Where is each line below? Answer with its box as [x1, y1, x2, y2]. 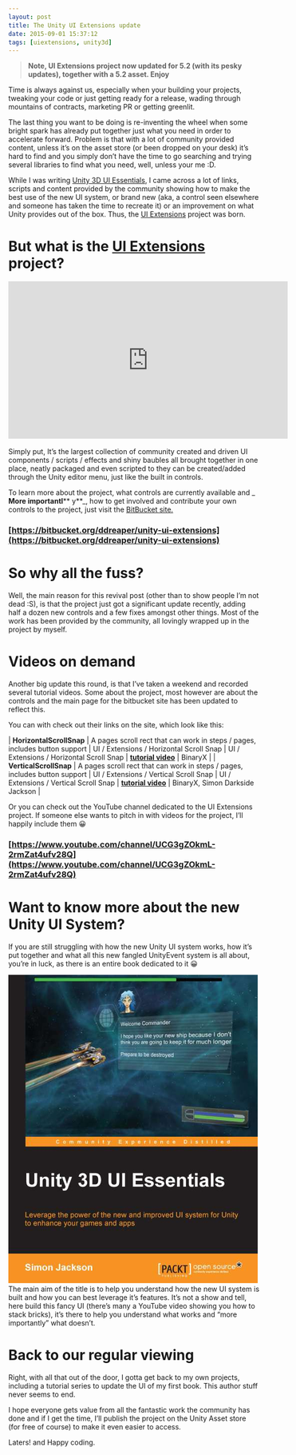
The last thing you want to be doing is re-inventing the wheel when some [8, 118, 248, 127]
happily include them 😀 [8, 819, 86, 828]
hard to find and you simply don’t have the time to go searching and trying [8, 152, 252, 161]
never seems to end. [8, 1389, 76, 1399]
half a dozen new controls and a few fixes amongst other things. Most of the [8, 608, 259, 617]
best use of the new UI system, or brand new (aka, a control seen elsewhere [8, 193, 259, 202]
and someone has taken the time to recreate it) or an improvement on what [8, 201, 255, 211]
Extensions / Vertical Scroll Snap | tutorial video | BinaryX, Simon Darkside [8, 778, 255, 787]
